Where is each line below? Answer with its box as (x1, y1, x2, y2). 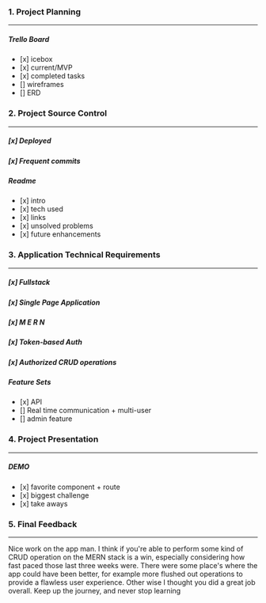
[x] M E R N (8, 317, 45, 327)
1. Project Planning (8, 6, 82, 17)
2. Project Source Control (8, 108, 108, 119)
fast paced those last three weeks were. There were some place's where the (8, 560, 258, 570)
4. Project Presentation (8, 434, 99, 445)
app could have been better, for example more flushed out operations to (8, 569, 243, 578)
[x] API (19, 397, 42, 407)
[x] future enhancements (19, 229, 101, 239)
